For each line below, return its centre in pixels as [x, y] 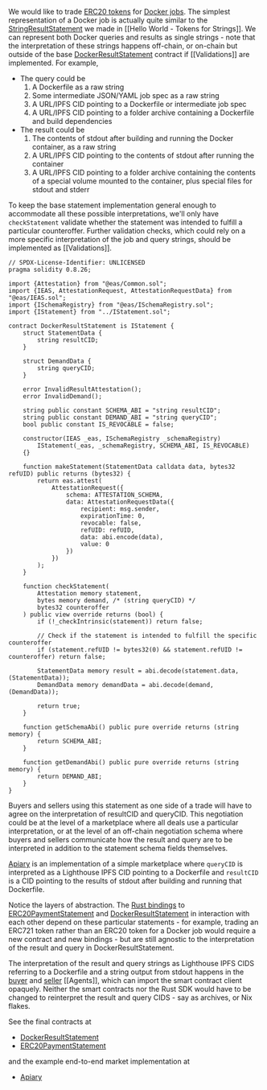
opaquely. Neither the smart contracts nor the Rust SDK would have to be [130, 989]
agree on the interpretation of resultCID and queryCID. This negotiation [126, 814]
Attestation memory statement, [90, 594]
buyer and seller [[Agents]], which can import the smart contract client [125, 980]
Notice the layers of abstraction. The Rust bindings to [97, 905]
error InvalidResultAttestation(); [82, 389]
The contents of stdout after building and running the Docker [133, 138]
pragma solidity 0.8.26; [50, 269]
